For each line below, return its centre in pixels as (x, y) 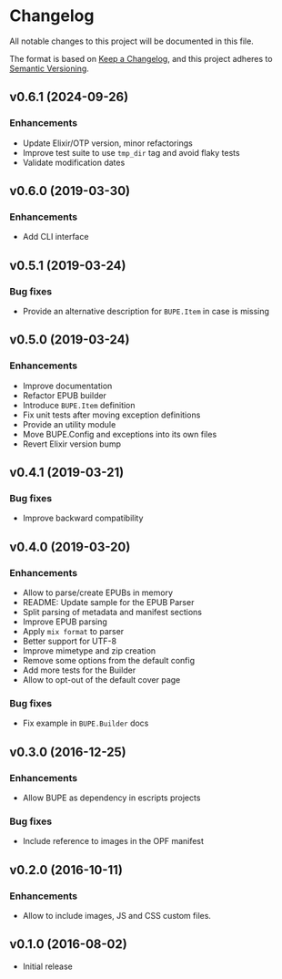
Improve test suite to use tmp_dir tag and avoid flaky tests (131, 152)
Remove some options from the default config (109, 661)
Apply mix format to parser (73, 632)
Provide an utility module (69, 424)
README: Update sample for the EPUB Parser (108, 603)
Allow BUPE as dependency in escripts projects (111, 798)
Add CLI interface (55, 237)
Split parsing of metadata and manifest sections (112, 613)
